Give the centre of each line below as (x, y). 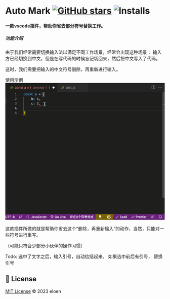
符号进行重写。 (25, 235)
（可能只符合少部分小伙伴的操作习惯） (45, 246)
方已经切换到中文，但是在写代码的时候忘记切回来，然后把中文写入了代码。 (83, 58)
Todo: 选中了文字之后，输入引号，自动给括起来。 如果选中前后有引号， (79, 256)
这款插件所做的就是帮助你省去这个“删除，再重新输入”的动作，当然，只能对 (83, 229)
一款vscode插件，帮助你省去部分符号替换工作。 (55, 26)
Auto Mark (28, 11)
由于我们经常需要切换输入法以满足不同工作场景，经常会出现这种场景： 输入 (83, 52)
